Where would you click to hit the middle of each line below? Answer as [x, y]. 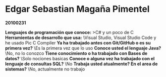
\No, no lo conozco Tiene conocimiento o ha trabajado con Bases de [76, 53]
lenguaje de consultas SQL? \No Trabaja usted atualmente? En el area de [82, 64]
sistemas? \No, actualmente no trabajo [45, 69]
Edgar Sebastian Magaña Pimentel [77, 9]
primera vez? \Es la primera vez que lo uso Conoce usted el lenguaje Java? [83, 48]
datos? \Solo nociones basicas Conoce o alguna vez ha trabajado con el [80, 58]
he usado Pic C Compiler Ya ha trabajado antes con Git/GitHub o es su [78, 42]
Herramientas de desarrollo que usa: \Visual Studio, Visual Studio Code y [81, 38]
